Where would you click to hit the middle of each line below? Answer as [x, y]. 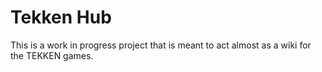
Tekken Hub [61, 17]
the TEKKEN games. [52, 55]
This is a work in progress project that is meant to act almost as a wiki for [161, 45]
